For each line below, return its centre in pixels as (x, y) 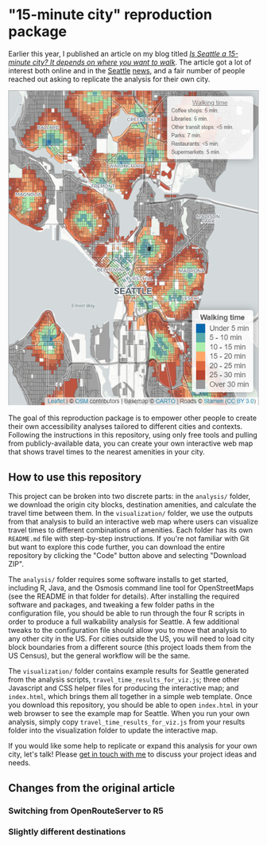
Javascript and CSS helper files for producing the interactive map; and (124, 688)
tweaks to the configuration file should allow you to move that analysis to (128, 631)
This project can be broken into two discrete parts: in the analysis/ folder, (130, 497)
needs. (19, 763)
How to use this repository (75, 477)
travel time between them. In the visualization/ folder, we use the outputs (131, 513)
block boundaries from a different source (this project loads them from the (130, 647)
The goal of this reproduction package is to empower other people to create (132, 418)
